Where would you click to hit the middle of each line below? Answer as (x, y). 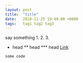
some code (15, 57)
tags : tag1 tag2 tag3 (30, 24)
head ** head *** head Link (40, 47)
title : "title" (22, 14)
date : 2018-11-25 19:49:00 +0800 (42, 19)
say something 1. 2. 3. (27, 38)
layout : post (19, 10)
